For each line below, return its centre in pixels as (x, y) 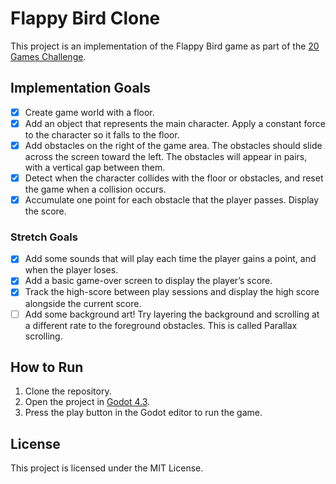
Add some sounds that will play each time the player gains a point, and (170, 259)
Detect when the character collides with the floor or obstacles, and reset (174, 178)
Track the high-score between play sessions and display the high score (172, 292)
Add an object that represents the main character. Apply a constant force (175, 123)
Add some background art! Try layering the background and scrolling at (172, 314)
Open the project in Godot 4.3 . (87, 402)
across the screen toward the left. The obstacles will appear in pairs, (166, 156)
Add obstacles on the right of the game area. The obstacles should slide (173, 145)
